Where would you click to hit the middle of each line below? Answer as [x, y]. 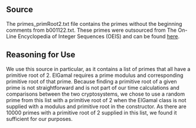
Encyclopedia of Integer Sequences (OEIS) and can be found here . [99, 36]
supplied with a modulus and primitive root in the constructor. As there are [97, 106]
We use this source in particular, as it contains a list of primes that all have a [98, 69]
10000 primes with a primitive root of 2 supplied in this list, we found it [92, 112]
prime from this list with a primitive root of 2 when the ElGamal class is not [96, 100]
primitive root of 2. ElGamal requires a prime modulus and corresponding [95, 75]
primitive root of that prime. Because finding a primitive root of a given [92, 81]
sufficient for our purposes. [39, 119]
